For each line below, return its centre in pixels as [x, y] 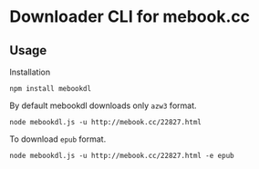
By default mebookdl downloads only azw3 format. [104, 105]
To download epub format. [58, 139]
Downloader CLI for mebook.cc [130, 17]
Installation [30, 72]
